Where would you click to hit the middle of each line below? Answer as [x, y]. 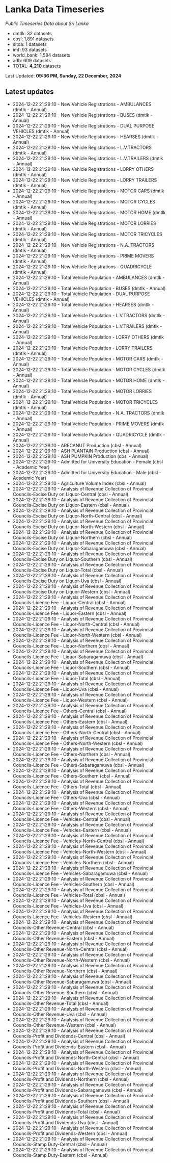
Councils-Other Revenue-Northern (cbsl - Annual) [65, 971]
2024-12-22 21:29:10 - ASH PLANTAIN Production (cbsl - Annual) [81, 451]
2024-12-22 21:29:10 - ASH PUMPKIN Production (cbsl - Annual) [80, 456]
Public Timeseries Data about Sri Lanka [47, 23]
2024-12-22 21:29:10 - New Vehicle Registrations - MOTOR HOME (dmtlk [89, 212]
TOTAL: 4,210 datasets [37, 66]
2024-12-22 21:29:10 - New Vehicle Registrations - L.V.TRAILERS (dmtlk [88, 158]
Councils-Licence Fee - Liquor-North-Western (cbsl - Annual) [77, 635]
